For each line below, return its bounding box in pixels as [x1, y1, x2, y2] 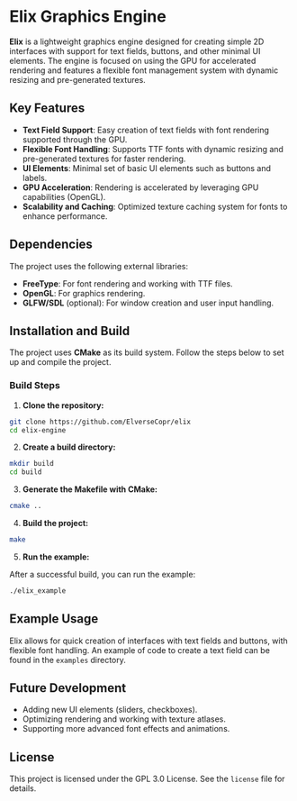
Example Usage [9, 611, 99, 627]
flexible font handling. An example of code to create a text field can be [9, 644, 270, 655]
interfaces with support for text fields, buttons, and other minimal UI [9, 45, 261, 56]
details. [9, 783, 37, 794]
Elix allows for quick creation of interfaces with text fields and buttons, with [9, 635, 288, 646]
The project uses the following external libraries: [9, 260, 189, 271]
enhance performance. [22, 210, 108, 222]
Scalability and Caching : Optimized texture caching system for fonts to [22, 201, 288, 212]
